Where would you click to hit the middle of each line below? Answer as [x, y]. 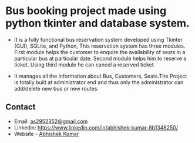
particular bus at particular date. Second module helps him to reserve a [100, 58]
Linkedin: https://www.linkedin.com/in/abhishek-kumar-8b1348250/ [96, 127]
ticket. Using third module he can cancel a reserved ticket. [85, 64]
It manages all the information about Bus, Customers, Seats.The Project [100, 76]
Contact [21, 107]
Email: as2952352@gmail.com [51, 121]
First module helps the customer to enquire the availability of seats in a [100, 52]
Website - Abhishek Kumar [46, 134]
